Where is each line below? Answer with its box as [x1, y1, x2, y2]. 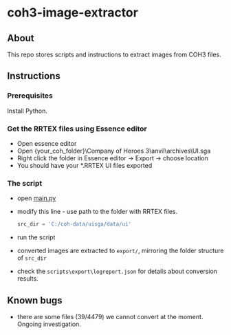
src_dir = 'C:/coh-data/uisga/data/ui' [16, 221, 132, 228]
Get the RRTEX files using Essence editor [7, 124, 147, 133]
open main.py [16, 194, 56, 202]
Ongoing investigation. [16, 320, 81, 328]
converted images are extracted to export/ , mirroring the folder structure [16, 246, 224, 255]
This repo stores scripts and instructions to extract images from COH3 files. [7, 50, 221, 58]
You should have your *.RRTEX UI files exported [16, 161, 153, 169]
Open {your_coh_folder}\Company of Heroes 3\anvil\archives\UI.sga [16, 147, 211, 155]
